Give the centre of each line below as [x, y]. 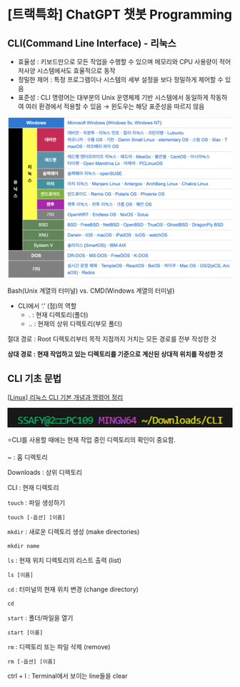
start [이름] [25, 633]
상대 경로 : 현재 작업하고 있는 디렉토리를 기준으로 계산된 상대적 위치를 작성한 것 [115, 353]
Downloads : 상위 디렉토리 [45, 473]
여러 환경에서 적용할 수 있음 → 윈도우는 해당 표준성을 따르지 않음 [115, 106]
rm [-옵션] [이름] [32, 662]
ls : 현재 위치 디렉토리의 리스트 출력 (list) [65, 561]
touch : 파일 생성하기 [36, 503]
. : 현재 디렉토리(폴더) [58, 314]
